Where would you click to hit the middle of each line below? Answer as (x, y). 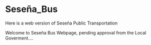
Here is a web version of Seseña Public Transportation (61, 23)
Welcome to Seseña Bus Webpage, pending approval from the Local (76, 32)
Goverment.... (19, 38)
